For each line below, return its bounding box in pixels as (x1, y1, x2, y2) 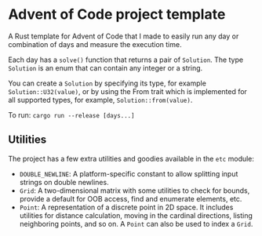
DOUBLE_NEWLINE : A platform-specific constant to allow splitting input (19, 169, 238, 178)
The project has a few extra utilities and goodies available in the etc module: (8, 154, 255, 163)
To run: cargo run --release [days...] (8, 110, 135, 119)
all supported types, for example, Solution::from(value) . (8, 95, 193, 104)
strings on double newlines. (19, 177, 109, 187)
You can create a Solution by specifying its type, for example (8, 78, 206, 88)
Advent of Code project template (8, 5, 226, 24)
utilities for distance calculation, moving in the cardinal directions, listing (19, 210, 253, 220)
